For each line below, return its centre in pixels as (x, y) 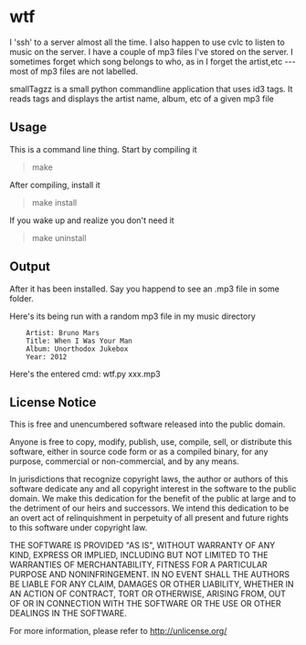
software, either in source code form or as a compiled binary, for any (139, 452)
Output (30, 267)
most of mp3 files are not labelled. (74, 71)
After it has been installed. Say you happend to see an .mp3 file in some (145, 289)
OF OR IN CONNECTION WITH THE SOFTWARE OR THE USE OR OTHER (145, 604)
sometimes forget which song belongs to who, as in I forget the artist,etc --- (153, 61)
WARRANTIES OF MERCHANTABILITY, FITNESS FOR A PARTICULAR (138, 565)
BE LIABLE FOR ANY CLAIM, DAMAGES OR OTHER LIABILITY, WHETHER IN (152, 584)
